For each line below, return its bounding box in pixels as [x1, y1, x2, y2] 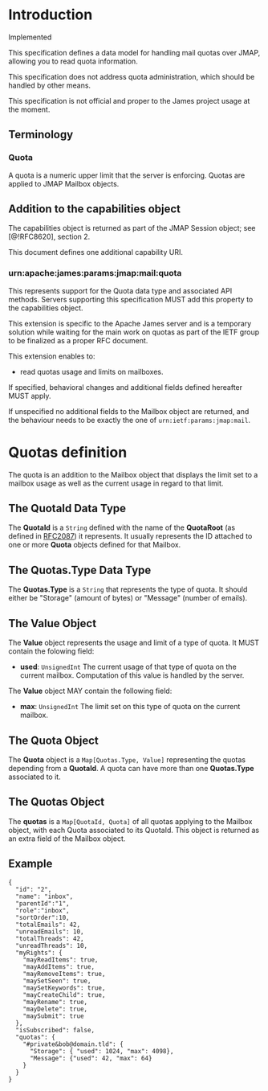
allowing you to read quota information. [8, 56, 138, 66]
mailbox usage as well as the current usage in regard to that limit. [8, 478, 224, 488]
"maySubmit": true [22, 1011, 84, 1020]
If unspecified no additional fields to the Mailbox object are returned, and [8, 406, 250, 416]
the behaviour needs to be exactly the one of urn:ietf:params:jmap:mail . [8, 415, 251, 425]
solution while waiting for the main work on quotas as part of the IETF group [8, 327, 260, 337]
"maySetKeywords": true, [22, 983, 106, 992]
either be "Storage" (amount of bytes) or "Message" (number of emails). [8, 593, 248, 603]
